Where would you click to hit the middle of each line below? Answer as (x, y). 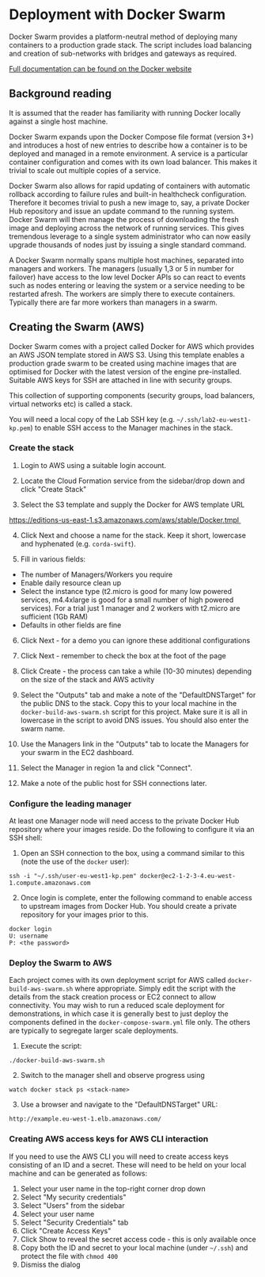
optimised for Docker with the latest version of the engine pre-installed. (125, 371)
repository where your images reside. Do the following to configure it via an (132, 830)
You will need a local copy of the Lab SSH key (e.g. (92, 419)
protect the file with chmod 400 (69, 1256)
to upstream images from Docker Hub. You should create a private (129, 907)
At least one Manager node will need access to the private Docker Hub (124, 821)
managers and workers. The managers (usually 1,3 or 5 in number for (121, 268)
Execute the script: (51, 1046)
